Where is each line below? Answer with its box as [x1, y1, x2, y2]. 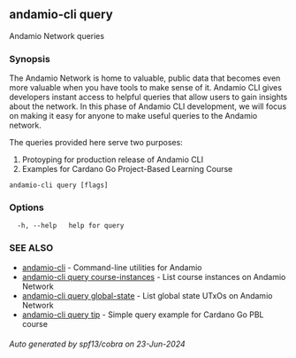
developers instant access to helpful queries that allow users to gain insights [9, 92, 288, 103]
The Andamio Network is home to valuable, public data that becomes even [9, 73, 281, 83]
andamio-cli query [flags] [9, 181, 109, 190]
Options [9, 201, 44, 214]
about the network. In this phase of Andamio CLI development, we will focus [9, 101, 287, 112]
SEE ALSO [9, 242, 54, 254]
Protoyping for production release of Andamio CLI [21, 154, 204, 165]
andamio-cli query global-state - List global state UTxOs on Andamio [21, 290, 273, 300]
